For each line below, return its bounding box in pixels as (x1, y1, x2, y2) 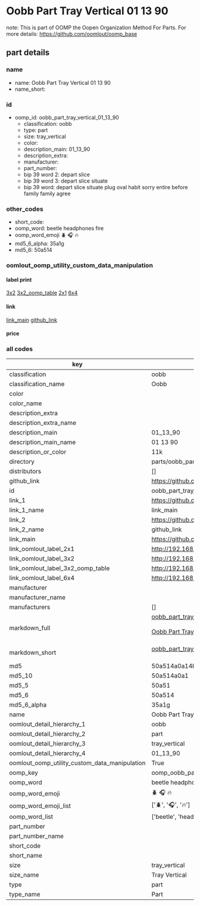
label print (6, 276, 32, 283)
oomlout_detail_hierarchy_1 (9, 720, 86, 729)
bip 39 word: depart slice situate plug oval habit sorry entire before (23, 183, 188, 190)
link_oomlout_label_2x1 (9, 545, 75, 553)
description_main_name (9, 438, 76, 446)
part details (6, 48, 50, 58)
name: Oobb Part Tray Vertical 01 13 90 (14, 79, 111, 86)
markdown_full (9, 624, 51, 632)
